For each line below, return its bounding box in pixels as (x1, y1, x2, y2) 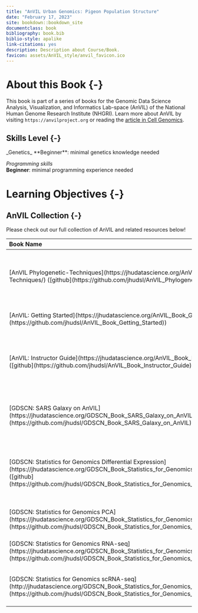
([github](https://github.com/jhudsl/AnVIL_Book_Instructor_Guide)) (9, 361, 194, 370)
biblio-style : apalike (6, 36, 62, 42)
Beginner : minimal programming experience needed (6, 166, 134, 174)
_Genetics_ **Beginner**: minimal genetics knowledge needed (6, 149, 160, 156)
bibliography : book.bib (6, 31, 65, 37)
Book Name (9, 240, 42, 248)
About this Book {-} (6, 78, 103, 91)
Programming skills (6, 160, 53, 167)
